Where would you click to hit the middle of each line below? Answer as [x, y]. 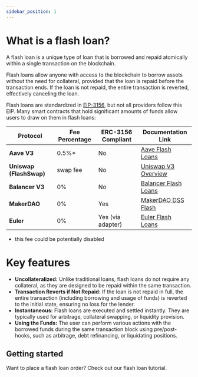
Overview [154, 173]
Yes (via [109, 217]
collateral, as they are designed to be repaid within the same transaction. [103, 285]
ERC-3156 [117, 132]
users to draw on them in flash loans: [51, 117]
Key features [38, 262]
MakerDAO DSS [162, 200]
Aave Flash [156, 149]
